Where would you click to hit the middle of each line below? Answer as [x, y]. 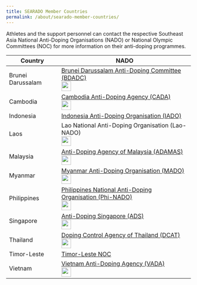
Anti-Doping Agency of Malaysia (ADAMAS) [122, 152]
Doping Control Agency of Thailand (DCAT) [121, 235]
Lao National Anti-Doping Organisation [115, 125]
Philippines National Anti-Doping [107, 190]
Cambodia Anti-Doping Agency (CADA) [116, 97]
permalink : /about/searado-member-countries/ [62, 17]
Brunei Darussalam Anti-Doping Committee [121, 70]
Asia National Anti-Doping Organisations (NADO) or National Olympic [89, 40]
